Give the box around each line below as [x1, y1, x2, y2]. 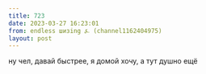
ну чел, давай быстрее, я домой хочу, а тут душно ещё [8, 56, 198, 66]
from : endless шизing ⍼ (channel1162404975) [8, 27, 162, 35]
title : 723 [8, 11, 45, 20]
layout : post [8, 34, 53, 43]
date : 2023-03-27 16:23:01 [8, 19, 99, 27]
